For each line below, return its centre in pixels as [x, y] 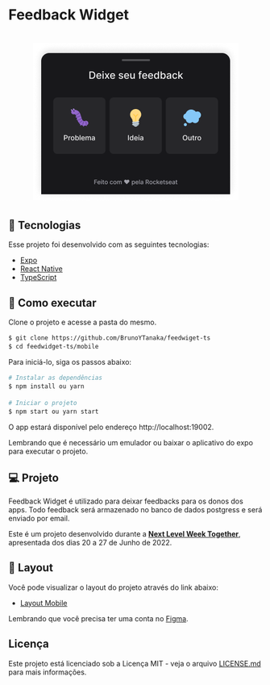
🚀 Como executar [52, 303]
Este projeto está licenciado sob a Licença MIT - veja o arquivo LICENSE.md [135, 663]
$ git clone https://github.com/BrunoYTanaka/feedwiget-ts [110, 338]
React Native [41, 269]
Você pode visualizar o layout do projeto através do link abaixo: [114, 587]
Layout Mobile [44, 603]
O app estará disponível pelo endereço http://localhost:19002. [111, 427]
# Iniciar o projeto [43, 403]
